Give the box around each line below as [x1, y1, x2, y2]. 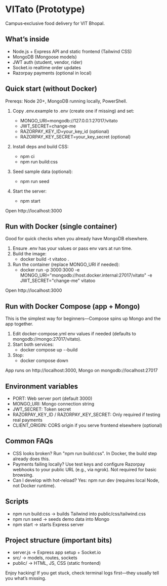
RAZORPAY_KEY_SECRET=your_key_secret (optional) [20, 133, 131, 140]
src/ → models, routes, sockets [12, 555, 77, 561]
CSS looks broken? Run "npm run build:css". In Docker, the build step [12, 450, 157, 456]
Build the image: [12, 251, 47, 257]
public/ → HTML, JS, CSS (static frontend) [12, 560, 101, 566]
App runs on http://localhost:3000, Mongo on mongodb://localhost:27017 [5, 368, 158, 374]
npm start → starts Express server [12, 521, 84, 527]
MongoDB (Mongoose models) [12, 54, 77, 60]
